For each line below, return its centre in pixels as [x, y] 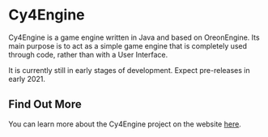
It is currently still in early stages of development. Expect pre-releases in [129, 70]
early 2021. [27, 79]
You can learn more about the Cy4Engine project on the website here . [125, 124]
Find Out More [45, 104]
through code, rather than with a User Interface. [88, 54]
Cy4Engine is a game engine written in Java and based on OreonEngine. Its [134, 37]
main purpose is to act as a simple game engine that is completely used [128, 45]
